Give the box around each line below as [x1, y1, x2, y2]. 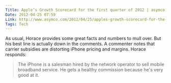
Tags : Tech [5, 21, 28, 27]
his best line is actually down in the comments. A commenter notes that [5, 41, 155, 47]
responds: [5, 52, 26, 58]
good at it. [17, 72, 40, 78]
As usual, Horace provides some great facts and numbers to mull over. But [5, 35, 161, 41]
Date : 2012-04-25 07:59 [5, 12, 56, 17]
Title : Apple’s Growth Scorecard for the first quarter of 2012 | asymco [5, 7, 165, 13]
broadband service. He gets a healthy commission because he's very [17, 67, 163, 73]
